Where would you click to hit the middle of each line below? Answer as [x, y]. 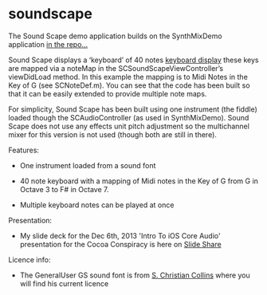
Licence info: [29, 259]
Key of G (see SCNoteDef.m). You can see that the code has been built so [129, 85]
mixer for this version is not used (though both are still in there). [113, 134]
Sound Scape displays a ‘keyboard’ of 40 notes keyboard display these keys [133, 60]
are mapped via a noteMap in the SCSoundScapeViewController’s [116, 68]
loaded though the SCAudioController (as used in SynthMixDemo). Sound [129, 117]
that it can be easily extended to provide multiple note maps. [108, 93]
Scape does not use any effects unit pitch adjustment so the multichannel [129, 126]
